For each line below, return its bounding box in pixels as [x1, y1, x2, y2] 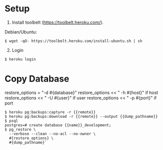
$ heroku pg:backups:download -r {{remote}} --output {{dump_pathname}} [4, 114, 158, 119]
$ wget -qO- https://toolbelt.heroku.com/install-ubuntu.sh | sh [4, 38, 142, 44]
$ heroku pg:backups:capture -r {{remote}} [4, 109, 96, 114]
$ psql [4, 118, 18, 123]
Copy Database [4, 73, 70, 85]
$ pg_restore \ [4, 127, 36, 132]
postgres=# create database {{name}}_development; [4, 122, 111, 128]
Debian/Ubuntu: [4, 29, 37, 35]
